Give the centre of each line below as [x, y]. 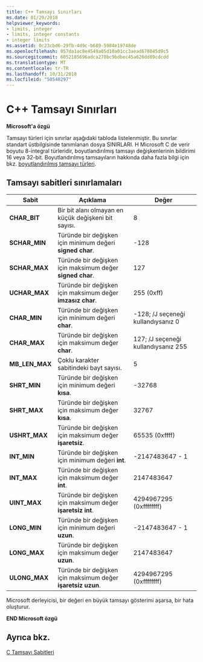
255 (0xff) [148, 293]
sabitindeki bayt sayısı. [89, 367]
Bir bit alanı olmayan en [90, 210]
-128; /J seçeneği [159, 314]
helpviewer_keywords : [34, 23]
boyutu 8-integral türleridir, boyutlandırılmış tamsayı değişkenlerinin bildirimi [101, 151]
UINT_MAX [25, 503]
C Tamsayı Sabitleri [30, 652]
